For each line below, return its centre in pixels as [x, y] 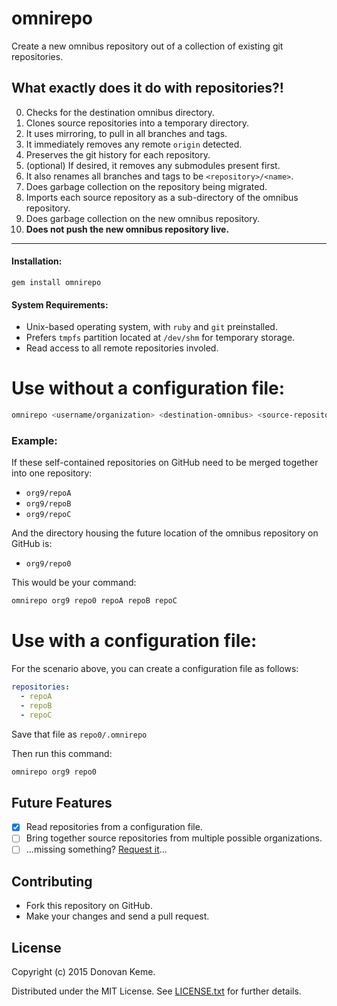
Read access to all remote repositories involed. [122, 348]
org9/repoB [48, 504]
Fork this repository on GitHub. [89, 906]
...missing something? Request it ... [96, 849]
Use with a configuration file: [134, 641]
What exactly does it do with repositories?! [147, 88]
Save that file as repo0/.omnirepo [79, 734]
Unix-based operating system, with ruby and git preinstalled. [151, 327]
